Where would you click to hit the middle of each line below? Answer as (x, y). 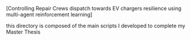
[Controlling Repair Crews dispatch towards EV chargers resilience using (94, 8)
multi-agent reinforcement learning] (49, 14)
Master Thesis (23, 32)
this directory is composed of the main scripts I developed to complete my (96, 26)
